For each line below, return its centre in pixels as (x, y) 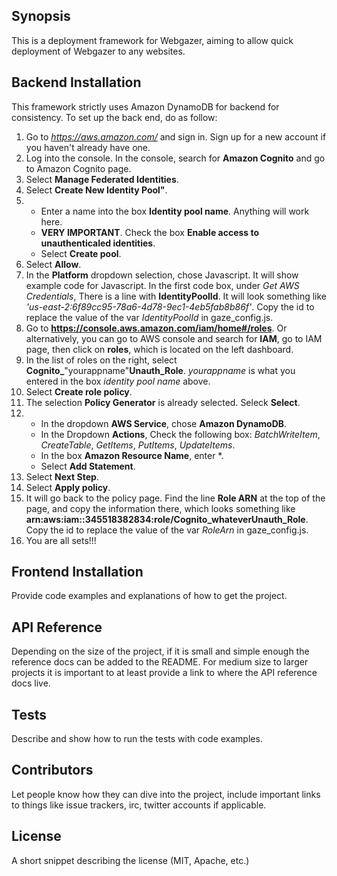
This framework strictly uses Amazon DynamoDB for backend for (145, 106)
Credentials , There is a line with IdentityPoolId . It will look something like (176, 296)
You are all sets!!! (61, 540)
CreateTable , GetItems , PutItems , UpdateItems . (138, 445)
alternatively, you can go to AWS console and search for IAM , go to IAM (174, 338)
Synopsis (41, 16)
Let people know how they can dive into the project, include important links (166, 794)
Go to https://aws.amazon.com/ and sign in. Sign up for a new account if (176, 136)
